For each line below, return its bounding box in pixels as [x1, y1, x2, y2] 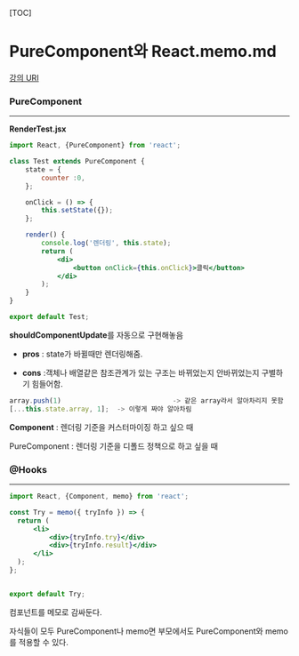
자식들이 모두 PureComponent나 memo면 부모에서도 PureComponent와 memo [9, 626, 289, 636]
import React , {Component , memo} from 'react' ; [9, 492, 190, 501]
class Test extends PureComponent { [9, 157, 145, 166]
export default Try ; [9, 589, 86, 598]
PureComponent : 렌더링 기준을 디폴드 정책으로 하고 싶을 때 [9, 440, 218, 452]
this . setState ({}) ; [41, 206, 114, 215]
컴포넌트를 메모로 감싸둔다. [9, 606, 102, 617]
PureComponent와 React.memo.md [9, 42, 278, 61]
